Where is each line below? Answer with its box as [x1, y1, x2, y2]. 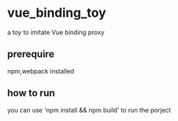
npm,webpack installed [7, 66, 75, 75]
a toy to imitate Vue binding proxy [7, 28, 105, 36]
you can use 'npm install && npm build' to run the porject [7, 106, 172, 114]
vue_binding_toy [7, 5, 107, 21]
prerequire [7, 48, 55, 60]
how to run [7, 87, 55, 99]
